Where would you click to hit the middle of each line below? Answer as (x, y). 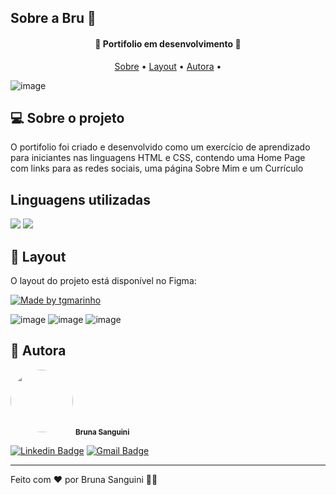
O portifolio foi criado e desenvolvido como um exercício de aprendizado (160, 147)
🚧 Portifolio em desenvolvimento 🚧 (168, 43)
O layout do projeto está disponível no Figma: (103, 281)
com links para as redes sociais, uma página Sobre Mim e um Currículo (157, 168)
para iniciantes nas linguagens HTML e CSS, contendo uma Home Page (158, 158)
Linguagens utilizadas (81, 199)
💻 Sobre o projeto (67, 117)
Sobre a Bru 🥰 (53, 18)
